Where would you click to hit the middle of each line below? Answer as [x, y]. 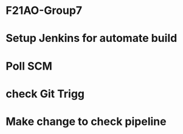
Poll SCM [29, 66]
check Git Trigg [45, 94]
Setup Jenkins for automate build [91, 39]
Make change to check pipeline [86, 121]
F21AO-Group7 [44, 11]
